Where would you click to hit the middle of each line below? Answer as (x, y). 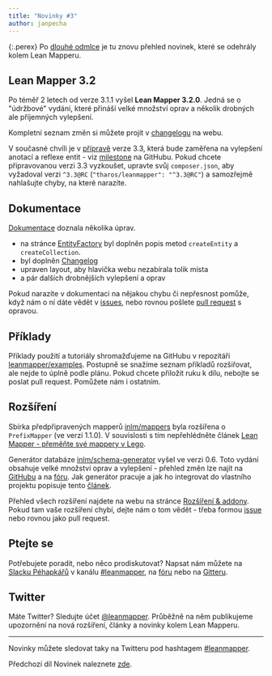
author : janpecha (38, 23)
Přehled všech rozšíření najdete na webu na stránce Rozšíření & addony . (129, 501)
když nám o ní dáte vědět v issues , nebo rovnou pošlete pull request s (125, 302)
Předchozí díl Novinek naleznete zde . (70, 664)
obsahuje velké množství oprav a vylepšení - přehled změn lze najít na (125, 468)
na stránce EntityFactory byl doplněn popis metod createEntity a (129, 244)
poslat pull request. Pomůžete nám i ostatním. (85, 381)
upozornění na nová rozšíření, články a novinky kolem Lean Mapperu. (124, 625)
